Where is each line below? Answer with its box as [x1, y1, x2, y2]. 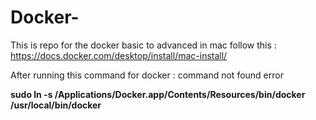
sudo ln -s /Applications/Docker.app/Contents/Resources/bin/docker [10, 88, 306, 100]
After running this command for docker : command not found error [10, 69, 284, 81]
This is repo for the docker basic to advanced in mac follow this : [10, 39, 277, 51]
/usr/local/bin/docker [10, 99, 102, 111]
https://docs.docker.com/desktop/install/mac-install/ [10, 49, 228, 61]
